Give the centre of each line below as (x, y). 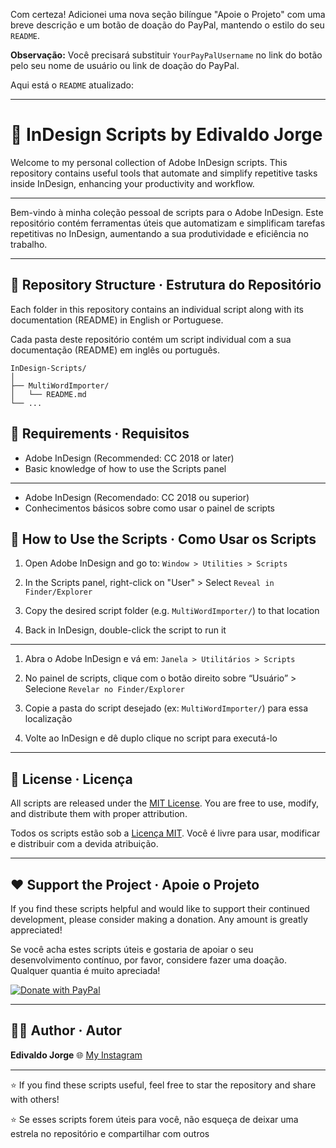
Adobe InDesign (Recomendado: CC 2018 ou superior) (137, 497)
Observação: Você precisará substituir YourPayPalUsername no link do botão (166, 55)
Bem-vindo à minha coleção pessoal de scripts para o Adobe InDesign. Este (167, 212)
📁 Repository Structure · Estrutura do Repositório (166, 285)
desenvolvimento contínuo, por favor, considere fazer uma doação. (148, 960)
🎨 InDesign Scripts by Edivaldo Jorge (166, 135)
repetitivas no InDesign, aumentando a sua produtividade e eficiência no (159, 233)
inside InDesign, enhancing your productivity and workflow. (132, 183)
